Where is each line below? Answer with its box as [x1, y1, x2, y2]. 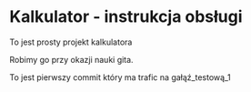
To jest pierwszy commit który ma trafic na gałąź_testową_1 [9, 71, 231, 83]
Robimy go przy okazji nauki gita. [9, 54, 134, 65]
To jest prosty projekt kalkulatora [9, 36, 133, 47]
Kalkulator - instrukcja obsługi [9, 6, 243, 27]
